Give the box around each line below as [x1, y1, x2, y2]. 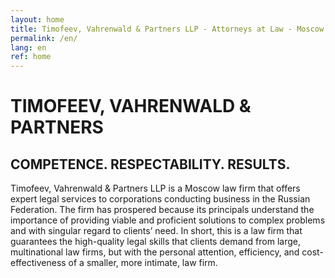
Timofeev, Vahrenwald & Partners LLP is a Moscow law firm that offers [10, 182, 301, 195]
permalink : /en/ [10, 33, 78, 43]
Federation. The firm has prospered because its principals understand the [10, 204, 315, 216]
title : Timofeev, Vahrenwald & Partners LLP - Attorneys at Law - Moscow [10, 24, 325, 34]
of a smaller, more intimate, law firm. [68, 257, 218, 269]
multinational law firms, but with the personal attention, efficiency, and [10, 246, 300, 258]
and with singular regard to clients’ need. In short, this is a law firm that [10, 225, 303, 237]
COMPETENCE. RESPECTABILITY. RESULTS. [10, 156, 291, 173]
